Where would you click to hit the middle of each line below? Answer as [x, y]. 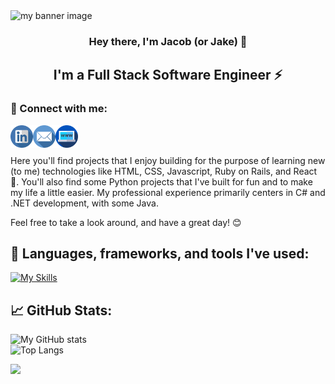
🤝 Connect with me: [59, 109]
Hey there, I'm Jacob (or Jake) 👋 [168, 41]
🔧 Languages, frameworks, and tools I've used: [160, 253]
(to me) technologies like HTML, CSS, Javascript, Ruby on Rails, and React [164, 171]
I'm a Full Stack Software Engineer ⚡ [168, 75]
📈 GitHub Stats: [61, 310]
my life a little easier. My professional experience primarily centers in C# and [168, 192]
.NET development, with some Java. [84, 203]
